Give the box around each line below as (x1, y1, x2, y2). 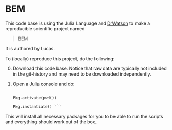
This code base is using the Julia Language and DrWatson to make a (5, 20, 150, 26)
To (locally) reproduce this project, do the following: (5, 55, 115, 62)
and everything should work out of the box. (5, 119, 97, 125)
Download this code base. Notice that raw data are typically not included (12, 65, 167, 71)
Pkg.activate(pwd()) (12, 95, 57, 100)
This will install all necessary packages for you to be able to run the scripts (5, 113, 163, 119)
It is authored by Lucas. (5, 45, 55, 51)
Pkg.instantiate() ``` (12, 104, 62, 109)
